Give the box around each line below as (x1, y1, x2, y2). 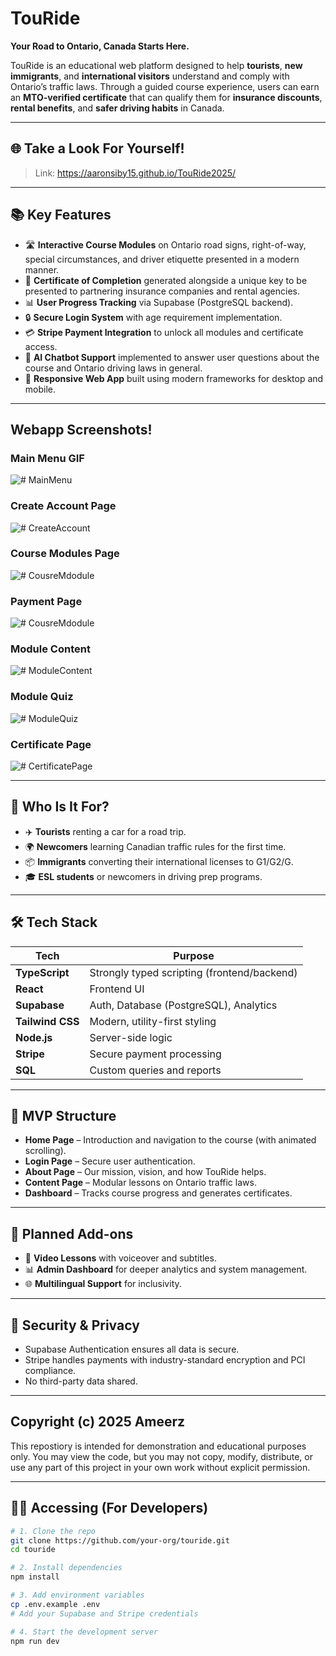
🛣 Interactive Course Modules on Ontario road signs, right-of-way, (24, 238, 307, 251)
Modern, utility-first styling (89, 1014, 217, 1028)
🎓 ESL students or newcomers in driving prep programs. (24, 870, 263, 882)
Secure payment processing (89, 1047, 222, 1061)
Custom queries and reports (89, 1063, 222, 1077)
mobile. (24, 383, 57, 395)
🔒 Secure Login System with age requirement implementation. (24, 311, 283, 323)
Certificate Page (10, 737, 92, 751)
